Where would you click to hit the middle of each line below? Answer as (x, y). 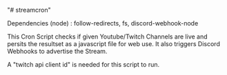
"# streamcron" (29, 10)
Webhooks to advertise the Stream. (57, 51)
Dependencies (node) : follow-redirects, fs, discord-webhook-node (103, 23)
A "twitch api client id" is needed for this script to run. (83, 64)
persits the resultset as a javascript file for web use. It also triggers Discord (114, 44)
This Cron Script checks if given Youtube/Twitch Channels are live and (108, 36)
